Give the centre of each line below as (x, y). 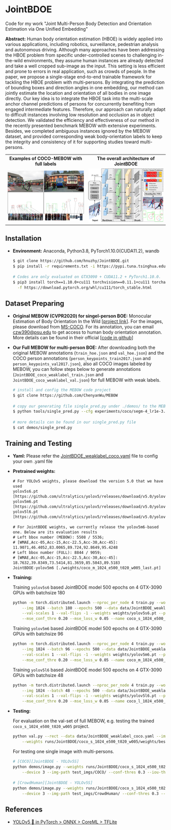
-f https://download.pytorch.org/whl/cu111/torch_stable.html (85, 288)
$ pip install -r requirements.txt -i (54, 266)
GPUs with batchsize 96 (38, 634)
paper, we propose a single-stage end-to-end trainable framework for (79, 77)
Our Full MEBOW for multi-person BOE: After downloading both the (84, 347)
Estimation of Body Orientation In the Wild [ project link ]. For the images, (88, 321)
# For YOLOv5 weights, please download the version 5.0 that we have (88, 481)
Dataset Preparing (35, 304)
